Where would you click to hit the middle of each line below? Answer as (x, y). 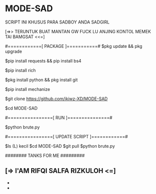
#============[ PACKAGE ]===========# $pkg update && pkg (74, 46)
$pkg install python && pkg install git (41, 80)
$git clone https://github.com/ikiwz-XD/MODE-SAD (56, 99)
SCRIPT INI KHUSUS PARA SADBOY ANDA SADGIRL (57, 22)
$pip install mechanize (27, 89)
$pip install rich (20, 70)
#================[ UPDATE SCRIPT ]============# (66, 136)
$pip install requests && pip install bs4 (43, 61)
